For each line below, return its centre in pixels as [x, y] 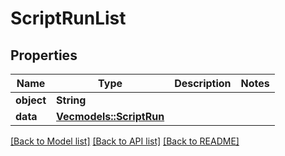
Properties [44, 55]
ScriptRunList [68, 18]
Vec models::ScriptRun [110, 116]
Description [203, 83]
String [71, 100]
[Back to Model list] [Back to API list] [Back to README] [125, 141]
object [31, 100]
